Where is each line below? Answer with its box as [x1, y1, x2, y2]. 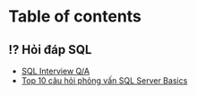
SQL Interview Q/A [21, 65, 90, 76]
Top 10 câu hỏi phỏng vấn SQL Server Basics [21, 75, 188, 86]
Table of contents [8, 6, 142, 27]
